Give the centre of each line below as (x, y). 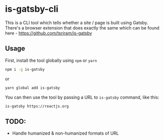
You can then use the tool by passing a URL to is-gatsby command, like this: (82, 97)
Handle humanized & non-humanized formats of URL (65, 133)
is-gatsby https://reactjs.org (37, 106)
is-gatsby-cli (32, 9)
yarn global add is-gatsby (33, 88)
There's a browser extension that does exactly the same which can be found (82, 28)
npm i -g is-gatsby (25, 69)
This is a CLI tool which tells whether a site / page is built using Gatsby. (77, 23)
